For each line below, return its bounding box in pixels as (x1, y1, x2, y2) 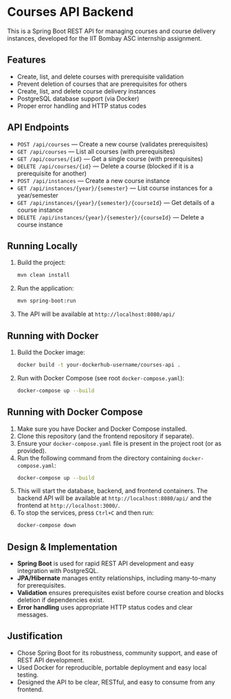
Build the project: (16, 259, 66, 267)
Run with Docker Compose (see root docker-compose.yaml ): (16, 374, 184, 382)
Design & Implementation (7, 541, 118, 552)
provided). (16, 447, 47, 455)
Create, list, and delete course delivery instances (16, 87, 156, 95)
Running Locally (7, 240, 78, 252)
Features (7, 54, 46, 66)
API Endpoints (7, 122, 69, 133)
